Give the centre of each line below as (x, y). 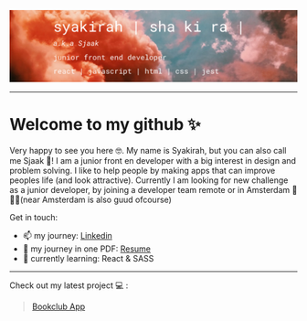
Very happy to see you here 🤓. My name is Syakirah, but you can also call (148, 150)
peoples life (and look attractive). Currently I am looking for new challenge (149, 180)
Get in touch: (34, 217)
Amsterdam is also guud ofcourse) (107, 199)
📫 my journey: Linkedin (67, 235)
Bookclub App (58, 306)
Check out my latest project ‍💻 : (69, 285)
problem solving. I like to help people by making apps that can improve (143, 170)
